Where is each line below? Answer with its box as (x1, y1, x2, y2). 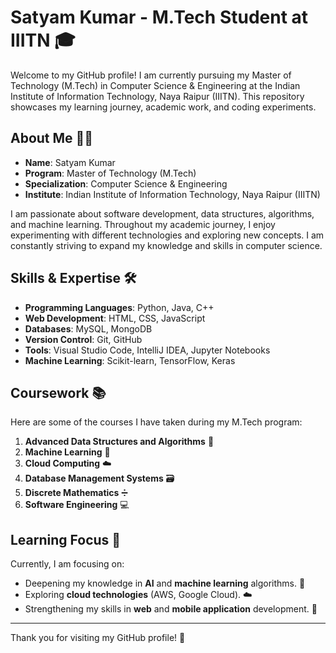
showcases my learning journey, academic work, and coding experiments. (10, 101, 317, 113)
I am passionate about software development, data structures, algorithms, (10, 207, 315, 220)
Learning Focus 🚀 (10, 531, 122, 548)
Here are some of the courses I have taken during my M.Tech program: (10, 416, 303, 428)
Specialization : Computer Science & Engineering (24, 177, 228, 190)
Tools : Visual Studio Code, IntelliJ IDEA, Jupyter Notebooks (24, 344, 271, 356)
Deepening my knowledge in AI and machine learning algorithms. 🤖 (24, 577, 306, 590)
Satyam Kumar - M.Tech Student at (10, 6, 309, 29)
